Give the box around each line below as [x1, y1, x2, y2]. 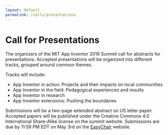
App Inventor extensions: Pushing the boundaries [12, 98, 117, 104]
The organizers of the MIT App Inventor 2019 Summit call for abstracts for [5, 51, 161, 57]
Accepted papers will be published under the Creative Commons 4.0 [5, 113, 150, 119]
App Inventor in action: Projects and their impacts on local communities [12, 82, 163, 88]
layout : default [5, 7, 40, 13]
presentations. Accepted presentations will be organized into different [5, 57, 152, 63]
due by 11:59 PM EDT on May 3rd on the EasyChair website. [5, 124, 131, 130]
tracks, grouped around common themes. [5, 62, 93, 68]
